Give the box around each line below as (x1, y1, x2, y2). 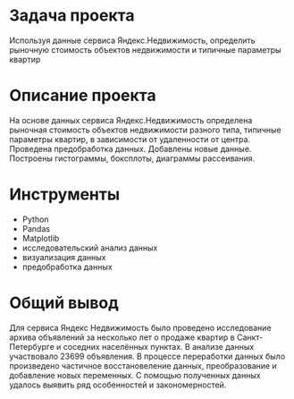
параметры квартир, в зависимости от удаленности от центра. (9, 133, 251, 144)
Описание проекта (9, 86, 156, 106)
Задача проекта (9, 5, 135, 26)
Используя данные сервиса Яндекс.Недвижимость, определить (9, 35, 256, 46)
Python (21, 214, 49, 225)
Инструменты (9, 184, 121, 205)
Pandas (21, 223, 51, 233)
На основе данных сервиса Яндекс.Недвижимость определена (9, 115, 253, 125)
